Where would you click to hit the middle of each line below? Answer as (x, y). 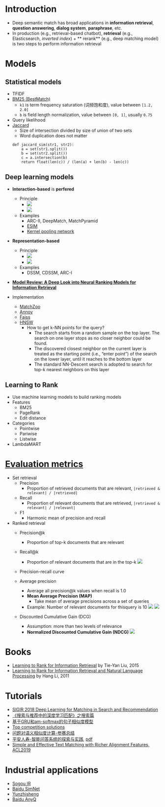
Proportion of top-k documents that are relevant (75, 542)
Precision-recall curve (42, 572)
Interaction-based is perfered (43, 189)
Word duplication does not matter (53, 135)
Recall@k (29, 552)
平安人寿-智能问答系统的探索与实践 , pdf (52, 739)
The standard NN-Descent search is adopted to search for (93, 364)
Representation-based (36, 241)
